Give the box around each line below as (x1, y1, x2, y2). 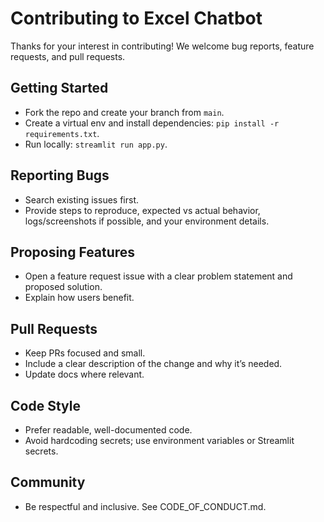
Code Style (10, 397, 81, 414)
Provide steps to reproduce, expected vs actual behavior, (24, 204, 261, 216)
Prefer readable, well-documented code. (24, 424, 193, 436)
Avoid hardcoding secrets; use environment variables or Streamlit (24, 435, 295, 446)
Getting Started (10, 80, 109, 97)
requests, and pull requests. (10, 50, 126, 62)
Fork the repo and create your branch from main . (24, 106, 225, 118)
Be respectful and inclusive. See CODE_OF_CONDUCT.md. (24, 500, 267, 512)
